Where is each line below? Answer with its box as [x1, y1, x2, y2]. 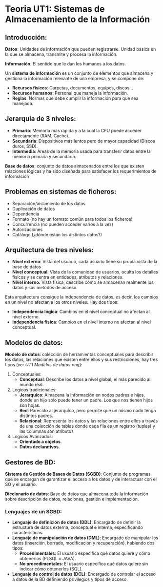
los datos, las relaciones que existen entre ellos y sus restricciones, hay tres [5, 356, 158, 362]
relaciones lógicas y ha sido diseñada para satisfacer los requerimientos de [5, 168, 157, 174]
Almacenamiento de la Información [5, 14, 150, 25]
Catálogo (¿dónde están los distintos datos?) [12, 231, 102, 237]
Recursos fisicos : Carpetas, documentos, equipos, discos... [12, 85, 133, 91]
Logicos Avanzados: [12, 434, 53, 440]
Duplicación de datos [12, 206, 55, 211]
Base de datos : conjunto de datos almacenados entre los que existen [5, 163, 144, 169]
